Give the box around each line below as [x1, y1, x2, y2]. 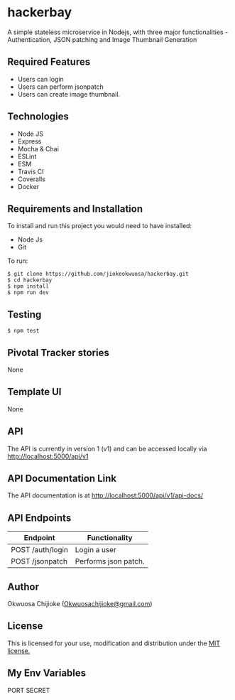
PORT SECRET [7, 686, 50, 694]
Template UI [7, 386, 62, 398]
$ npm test [7, 328, 40, 335]
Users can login [17, 75, 64, 83]
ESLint [17, 152, 37, 161]
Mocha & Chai [17, 144, 59, 153]
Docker [17, 182, 40, 190]
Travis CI [17, 167, 44, 176]
